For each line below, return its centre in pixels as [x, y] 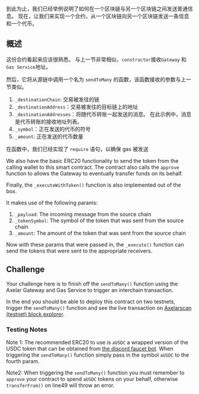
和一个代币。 [22, 23]
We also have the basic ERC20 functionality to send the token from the [92, 161]
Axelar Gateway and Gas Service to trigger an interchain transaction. [90, 290]
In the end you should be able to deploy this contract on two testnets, [91, 302]
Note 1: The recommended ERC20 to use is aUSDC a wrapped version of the [97, 342]
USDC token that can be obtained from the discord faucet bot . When [90, 348]
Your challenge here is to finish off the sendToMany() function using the [92, 284]
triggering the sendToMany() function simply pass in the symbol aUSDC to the [98, 355]
